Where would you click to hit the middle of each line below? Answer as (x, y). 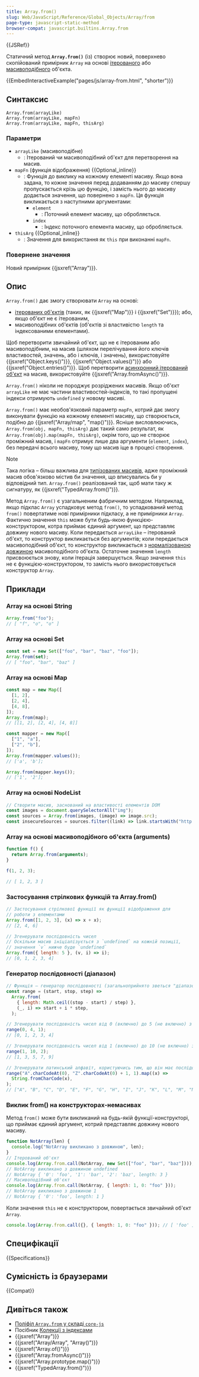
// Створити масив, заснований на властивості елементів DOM (83, 805)
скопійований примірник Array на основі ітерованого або (78, 63)
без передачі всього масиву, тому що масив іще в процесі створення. (95, 448)
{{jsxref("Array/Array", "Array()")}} (56, 1343)
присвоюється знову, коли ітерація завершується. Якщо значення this (96, 558)
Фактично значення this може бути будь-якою (66, 520)
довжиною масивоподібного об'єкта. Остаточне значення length (89, 551)
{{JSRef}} (18, 45)
